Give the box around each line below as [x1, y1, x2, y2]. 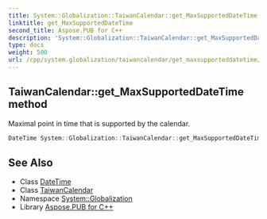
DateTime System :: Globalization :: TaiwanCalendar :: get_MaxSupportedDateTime [8, 134, 265, 142]
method [8, 98, 48, 111]
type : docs [8, 41, 44, 49]
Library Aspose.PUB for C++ [19, 202, 114, 212]
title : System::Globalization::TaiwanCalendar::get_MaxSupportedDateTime [8, 11, 258, 20]
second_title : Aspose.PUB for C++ [8, 26, 123, 34]
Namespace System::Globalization [19, 194, 133, 203]
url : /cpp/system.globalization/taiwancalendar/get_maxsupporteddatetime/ [8, 56, 261, 64]
